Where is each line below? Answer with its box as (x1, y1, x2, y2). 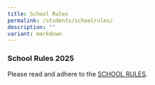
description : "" (7, 23, 56, 30)
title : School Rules (7, 10, 69, 18)
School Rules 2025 (7, 54, 74, 64)
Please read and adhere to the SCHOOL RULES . (7, 69, 148, 78)
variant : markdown (7, 30, 62, 38)
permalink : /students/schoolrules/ (7, 17, 114, 24)
